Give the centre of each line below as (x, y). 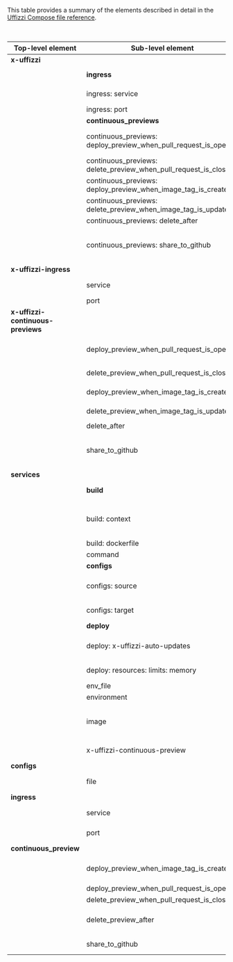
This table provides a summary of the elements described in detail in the (110, 10)
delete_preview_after (120, 920)
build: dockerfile (113, 543)
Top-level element (45, 48)
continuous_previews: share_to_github (149, 245)
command (103, 554)
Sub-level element (162, 48)
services (25, 474)
